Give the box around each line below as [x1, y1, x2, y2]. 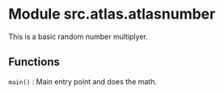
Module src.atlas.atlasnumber [8, 5, 216, 23]
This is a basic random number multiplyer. [8, 32, 148, 41]
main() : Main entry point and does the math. [8, 76, 158, 86]
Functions [8, 55, 61, 69]
